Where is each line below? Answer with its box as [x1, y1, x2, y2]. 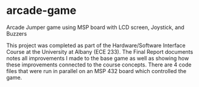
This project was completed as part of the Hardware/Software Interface [6, 42, 186, 49]
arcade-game [6, 4, 77, 18]
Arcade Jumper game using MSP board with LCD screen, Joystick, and [6, 24, 184, 31]
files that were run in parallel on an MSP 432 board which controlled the [6, 67, 187, 74]
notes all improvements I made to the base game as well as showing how [6, 54, 189, 62]
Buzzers [6, 30, 27, 37]
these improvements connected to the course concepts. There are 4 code [6, 61, 192, 68]
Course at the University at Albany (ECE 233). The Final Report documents [6, 48, 194, 55]
